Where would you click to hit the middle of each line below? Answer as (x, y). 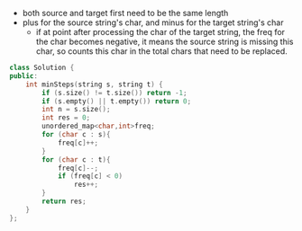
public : (24, 76)
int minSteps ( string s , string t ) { (95, 84)
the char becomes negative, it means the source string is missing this (165, 41)
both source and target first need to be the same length (125, 13)
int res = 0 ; (66, 118)
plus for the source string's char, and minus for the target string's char (153, 22)
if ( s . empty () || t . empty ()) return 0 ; (117, 101)
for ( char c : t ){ (76, 160)
